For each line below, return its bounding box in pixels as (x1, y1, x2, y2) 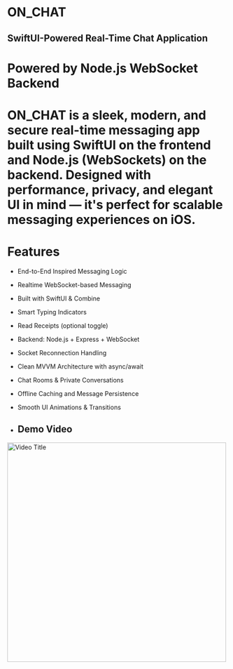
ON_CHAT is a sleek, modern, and (7, 107, 206, 123)
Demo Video (17, 423, 73, 435)
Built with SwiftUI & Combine (17, 294, 100, 303)
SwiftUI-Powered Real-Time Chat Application (7, 32, 209, 44)
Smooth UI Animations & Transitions (17, 403, 121, 411)
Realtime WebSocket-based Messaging (17, 280, 132, 289)
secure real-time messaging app (7, 122, 201, 138)
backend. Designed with (7, 166, 152, 183)
